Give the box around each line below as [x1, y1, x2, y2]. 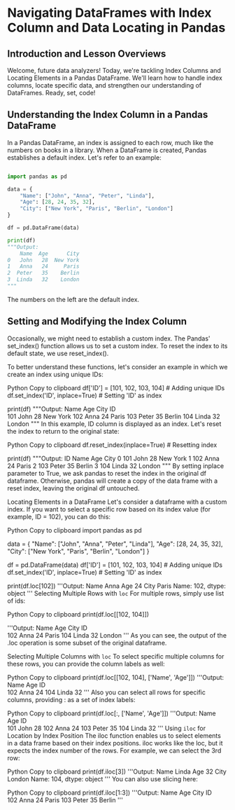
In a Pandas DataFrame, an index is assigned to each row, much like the [7, 138, 214, 146]
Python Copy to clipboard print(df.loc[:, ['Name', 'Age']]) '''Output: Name [7, 709, 216, 718]
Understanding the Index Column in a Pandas [7, 109, 208, 121]
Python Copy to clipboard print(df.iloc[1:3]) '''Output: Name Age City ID [7, 788, 212, 797]
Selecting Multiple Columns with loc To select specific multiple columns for [7, 652, 225, 660]
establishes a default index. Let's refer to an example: [7, 153, 162, 162]
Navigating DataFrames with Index [7, 5, 212, 21]
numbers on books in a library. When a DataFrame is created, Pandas [7, 146, 207, 154]
